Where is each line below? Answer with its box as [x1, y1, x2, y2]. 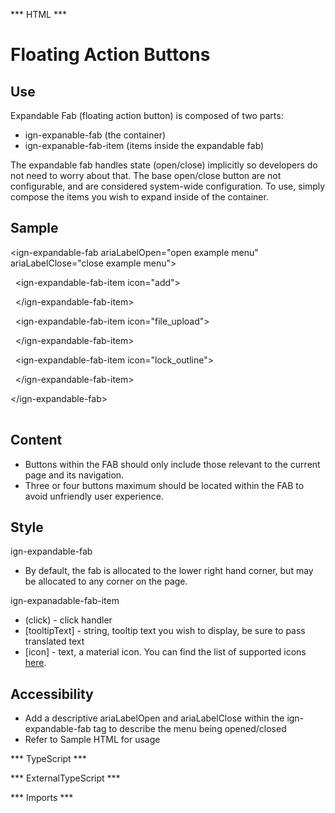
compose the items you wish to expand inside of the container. [10, 191, 269, 203]
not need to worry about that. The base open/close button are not [10, 170, 282, 181]
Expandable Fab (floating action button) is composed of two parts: [10, 110, 284, 121]
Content [10, 432, 63, 449]
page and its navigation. [24, 469, 125, 481]
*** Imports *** [10, 792, 74, 804]
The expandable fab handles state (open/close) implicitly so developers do [10, 159, 318, 171]
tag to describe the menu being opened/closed [93, 723, 287, 735]
